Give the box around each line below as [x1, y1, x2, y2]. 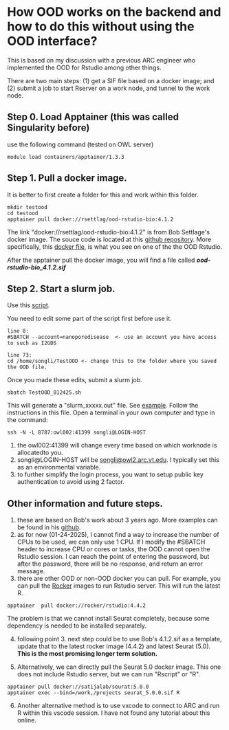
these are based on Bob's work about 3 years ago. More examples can [17, 516, 218, 524]
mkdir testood [7, 203, 48, 210]
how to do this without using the [7, 19, 195, 34]
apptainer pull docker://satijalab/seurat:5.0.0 [7, 683, 149, 691]
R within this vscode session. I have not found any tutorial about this [17, 709, 210, 717]
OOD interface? [7, 34, 98, 49]
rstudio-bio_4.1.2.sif [7, 263, 67, 272]
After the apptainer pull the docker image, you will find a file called [7, 256, 195, 264]
